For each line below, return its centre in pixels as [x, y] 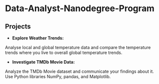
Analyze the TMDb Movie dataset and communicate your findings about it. [79, 71]
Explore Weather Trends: [38, 38]
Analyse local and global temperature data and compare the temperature [78, 47]
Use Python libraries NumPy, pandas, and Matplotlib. [58, 76]
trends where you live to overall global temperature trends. [64, 52]
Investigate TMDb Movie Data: [44, 62]
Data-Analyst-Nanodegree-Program [80, 8]
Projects [18, 26]
